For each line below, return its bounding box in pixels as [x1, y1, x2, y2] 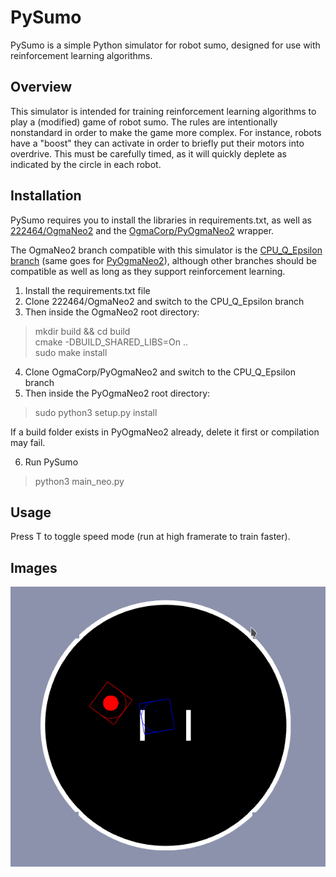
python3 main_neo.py [34, 475, 125, 487]
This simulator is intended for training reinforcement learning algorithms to [10, 105, 317, 117]
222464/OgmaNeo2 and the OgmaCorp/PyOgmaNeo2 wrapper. [10, 224, 275, 236]
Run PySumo [24, 456, 79, 468]
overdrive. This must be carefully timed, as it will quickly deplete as [10, 147, 287, 160]
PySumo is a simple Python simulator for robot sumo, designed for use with [10, 39, 321, 51]
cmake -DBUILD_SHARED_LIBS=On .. [34, 336, 189, 348]
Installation [10, 187, 82, 205]
